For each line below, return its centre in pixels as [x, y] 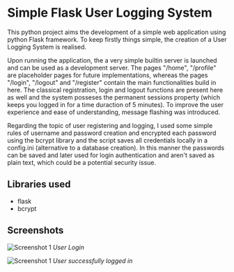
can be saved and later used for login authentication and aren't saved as [111, 155]
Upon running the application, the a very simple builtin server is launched [112, 60]
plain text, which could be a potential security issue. [82, 162]
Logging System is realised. [47, 47]
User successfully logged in [93, 261]
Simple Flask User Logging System [110, 13]
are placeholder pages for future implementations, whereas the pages [108, 75]
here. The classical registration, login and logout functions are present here [115, 90]
